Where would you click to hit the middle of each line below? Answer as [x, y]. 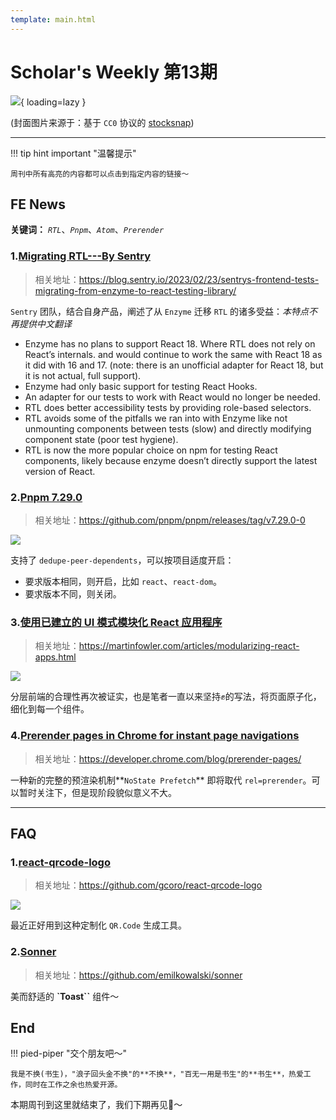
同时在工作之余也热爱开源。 [73, 1085]
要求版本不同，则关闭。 [73, 593]
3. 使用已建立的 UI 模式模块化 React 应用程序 [116, 622]
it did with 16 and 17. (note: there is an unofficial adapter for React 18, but [174, 365]
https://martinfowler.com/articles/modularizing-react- [189, 646]
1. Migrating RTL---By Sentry [81, 256]
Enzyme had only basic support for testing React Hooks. [141, 386]
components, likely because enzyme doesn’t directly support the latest [171, 460]
